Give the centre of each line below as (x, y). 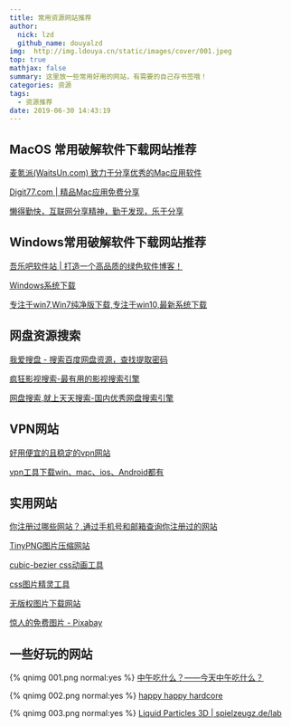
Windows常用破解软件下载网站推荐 (108, 242)
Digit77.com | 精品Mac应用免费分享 (75, 192)
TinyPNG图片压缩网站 (50, 546)
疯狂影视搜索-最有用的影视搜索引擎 (75, 378)
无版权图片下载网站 (45, 604)
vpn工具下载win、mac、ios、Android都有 (87, 472)
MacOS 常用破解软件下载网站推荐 (103, 149)
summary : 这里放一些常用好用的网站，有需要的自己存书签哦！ (108, 77)
